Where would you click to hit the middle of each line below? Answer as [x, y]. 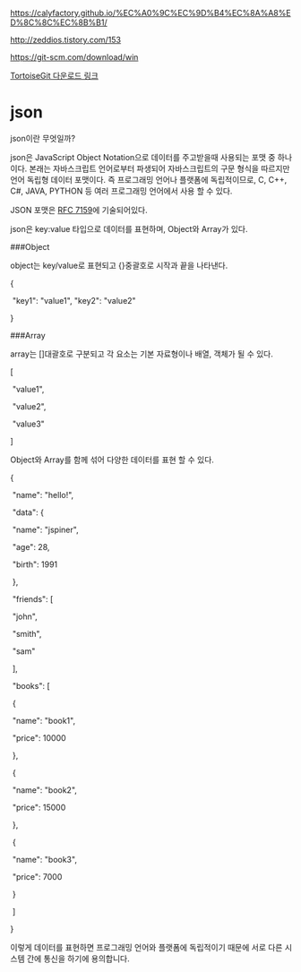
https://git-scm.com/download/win [74, 57]
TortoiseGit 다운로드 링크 [55, 76]
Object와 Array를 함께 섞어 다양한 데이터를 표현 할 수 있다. [112, 460]
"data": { [28, 512]
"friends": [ [33, 598]
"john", [25, 616]
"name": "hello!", [43, 495]
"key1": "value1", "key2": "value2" [74, 300]
